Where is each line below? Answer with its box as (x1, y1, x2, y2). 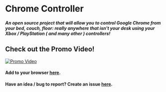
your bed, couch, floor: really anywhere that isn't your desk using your (5, 25, 155, 31)
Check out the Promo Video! (5, 45, 95, 53)
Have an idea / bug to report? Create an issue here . (5, 81, 113, 87)
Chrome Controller (5, 3, 84, 14)
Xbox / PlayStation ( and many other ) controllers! (5, 30, 111, 36)
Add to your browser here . (5, 69, 61, 75)
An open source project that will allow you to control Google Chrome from (5, 19, 161, 25)
